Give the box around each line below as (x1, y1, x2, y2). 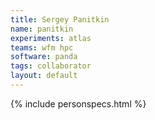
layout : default (10, 71, 78, 81)
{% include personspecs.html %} (10, 97, 147, 110)
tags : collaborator (10, 61, 92, 71)
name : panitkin (10, 24, 74, 34)
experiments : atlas (10, 33, 92, 43)
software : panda (10, 52, 78, 62)
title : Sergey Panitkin (10, 14, 110, 25)
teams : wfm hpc (10, 42, 74, 53)
